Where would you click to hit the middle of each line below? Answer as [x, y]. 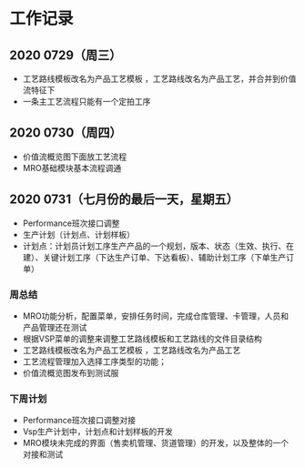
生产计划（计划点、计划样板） [78, 234]
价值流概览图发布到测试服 [71, 372]
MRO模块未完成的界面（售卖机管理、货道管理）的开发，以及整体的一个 [156, 443]
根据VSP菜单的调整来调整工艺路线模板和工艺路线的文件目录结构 [142, 339]
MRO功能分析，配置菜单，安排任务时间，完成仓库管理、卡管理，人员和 [156, 316]
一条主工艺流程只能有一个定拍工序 [86, 102]
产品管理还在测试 [55, 327]
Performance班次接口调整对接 [79, 421]
